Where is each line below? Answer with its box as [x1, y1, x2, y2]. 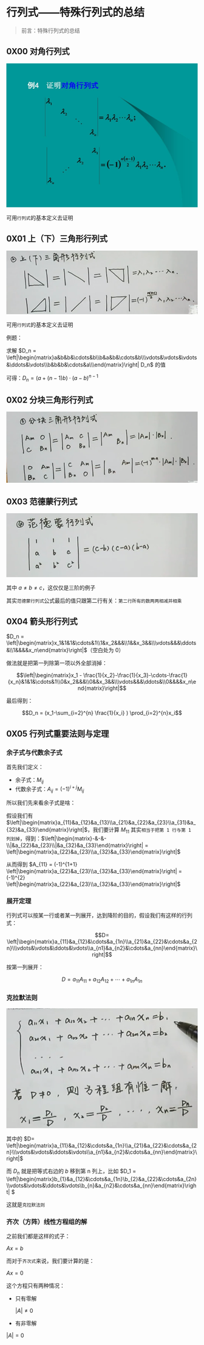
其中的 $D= [6, 1135, 35, 1142]
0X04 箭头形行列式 [6, 616, 78, 627]
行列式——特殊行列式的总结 [6, 5, 145, 19]
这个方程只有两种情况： [6, 1282, 65, 1290]
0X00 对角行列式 [6, 46, 70, 57]
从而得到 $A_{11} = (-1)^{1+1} [6, 861, 78, 868]
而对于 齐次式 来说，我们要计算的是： [6, 1257, 95, 1265]
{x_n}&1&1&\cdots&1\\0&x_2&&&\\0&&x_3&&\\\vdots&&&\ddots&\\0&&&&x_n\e [7, 678, 197, 686]
